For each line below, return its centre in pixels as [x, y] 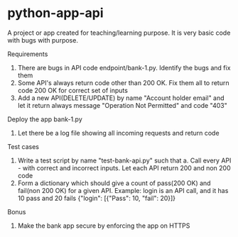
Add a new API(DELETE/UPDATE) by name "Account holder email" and [121, 98]
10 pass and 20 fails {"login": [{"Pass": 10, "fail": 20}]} [97, 198]
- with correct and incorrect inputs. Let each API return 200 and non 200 [124, 167]
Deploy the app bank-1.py [45, 119]
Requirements [28, 54]
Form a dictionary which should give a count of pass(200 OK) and [114, 183]
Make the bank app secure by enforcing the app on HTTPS [104, 226]
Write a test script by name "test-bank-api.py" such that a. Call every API [124, 160]
